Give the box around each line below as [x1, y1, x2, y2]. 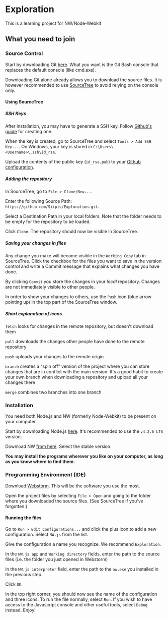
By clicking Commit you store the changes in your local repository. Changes [5, 278, 160, 285]
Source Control [5, 50, 43, 57]
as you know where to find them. [5, 459, 75, 465]
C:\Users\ [93, 145, 114, 150]
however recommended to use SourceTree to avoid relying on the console [5, 82, 158, 88]
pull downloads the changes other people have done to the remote [5, 339, 145, 345]
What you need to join [5, 35, 75, 43]
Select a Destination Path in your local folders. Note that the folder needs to [5, 213, 162, 219]
